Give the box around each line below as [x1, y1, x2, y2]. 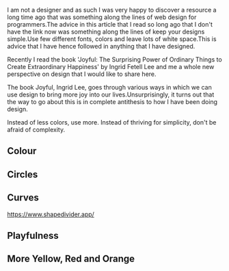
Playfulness [7, 229, 59, 242]
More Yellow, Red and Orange [7, 253, 135, 265]
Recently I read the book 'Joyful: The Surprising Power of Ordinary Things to [7, 55, 222, 64]
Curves [7, 192, 39, 204]
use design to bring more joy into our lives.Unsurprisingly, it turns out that [7, 90, 215, 99]
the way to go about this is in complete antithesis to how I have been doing [7, 98, 217, 105]
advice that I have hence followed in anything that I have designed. [7, 42, 196, 50]
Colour [7, 145, 37, 157]
